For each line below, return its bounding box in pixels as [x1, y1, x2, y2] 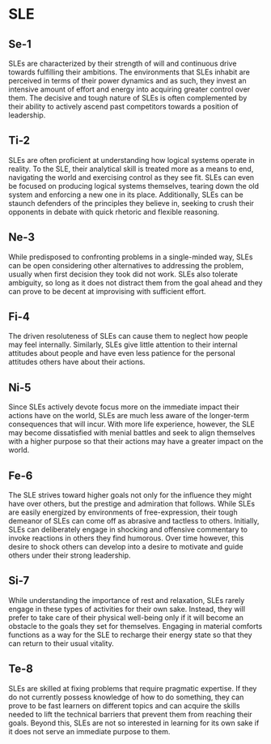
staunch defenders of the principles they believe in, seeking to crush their [8, 198, 255, 207]
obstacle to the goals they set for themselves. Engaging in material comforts [8, 621, 263, 631]
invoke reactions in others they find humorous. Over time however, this [8, 533, 244, 543]
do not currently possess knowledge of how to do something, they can [8, 692, 244, 702]
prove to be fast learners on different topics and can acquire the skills [8, 700, 240, 710]
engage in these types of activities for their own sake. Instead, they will [8, 604, 245, 614]
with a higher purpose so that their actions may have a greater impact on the [8, 437, 264, 447]
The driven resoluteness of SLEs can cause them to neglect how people [8, 331, 248, 341]
